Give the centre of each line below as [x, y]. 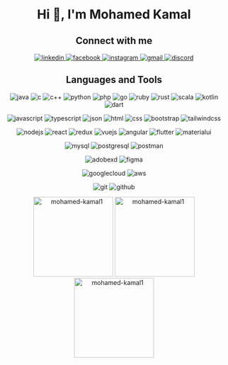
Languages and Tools [114, 80]
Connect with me [114, 41]
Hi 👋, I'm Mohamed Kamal [114, 15]
